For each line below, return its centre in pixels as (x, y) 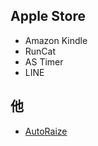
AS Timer (44, 61)
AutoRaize (46, 131)
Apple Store (48, 16)
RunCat (40, 51)
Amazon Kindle (56, 40)
